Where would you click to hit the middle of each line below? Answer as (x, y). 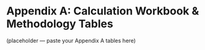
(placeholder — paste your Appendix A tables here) (71, 40)
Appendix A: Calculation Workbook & (103, 11)
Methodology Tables (60, 24)
